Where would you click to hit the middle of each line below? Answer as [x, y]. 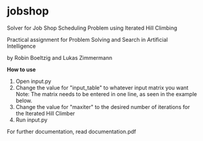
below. [24, 100]
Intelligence [21, 46]
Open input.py [33, 81]
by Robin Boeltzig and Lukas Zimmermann [60, 57]
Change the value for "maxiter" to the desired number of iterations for [103, 107]
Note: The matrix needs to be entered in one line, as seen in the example [106, 94]
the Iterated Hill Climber [45, 113]
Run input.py [32, 120]
